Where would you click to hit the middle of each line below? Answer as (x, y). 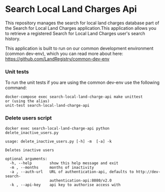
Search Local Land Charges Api (71, 9)
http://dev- (148, 172)
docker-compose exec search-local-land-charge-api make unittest (74, 97)
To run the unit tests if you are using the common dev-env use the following (82, 82)
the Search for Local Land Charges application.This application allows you (81, 28)
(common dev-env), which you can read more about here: (64, 54)
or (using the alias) (27, 101)
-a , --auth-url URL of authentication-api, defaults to (72, 172)
